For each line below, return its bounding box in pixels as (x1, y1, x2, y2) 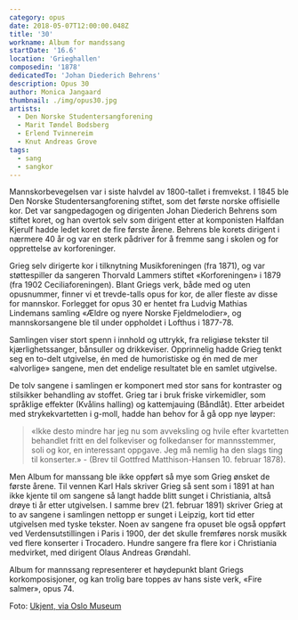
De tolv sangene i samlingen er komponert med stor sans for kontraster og (9, 380, 283, 391)
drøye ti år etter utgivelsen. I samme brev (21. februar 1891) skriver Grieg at (9, 500, 283, 510)
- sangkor (17, 162, 53, 171)
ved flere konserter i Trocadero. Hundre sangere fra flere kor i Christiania (9, 538, 278, 549)
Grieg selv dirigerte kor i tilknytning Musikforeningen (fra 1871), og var (9, 260, 265, 272)
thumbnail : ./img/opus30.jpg (9, 95, 117, 105)
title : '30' (9, 29, 53, 38)
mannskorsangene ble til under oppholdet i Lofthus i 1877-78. (9, 317, 234, 328)
